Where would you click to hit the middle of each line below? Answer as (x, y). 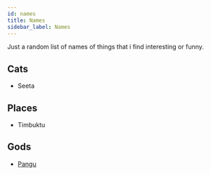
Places (23, 108)
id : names (22, 14)
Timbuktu (31, 125)
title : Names (26, 20)
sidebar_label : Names (39, 27)
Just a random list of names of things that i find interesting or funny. (105, 47)
